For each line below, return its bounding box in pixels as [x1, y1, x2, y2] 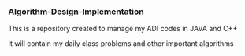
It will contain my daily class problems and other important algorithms [8, 39, 234, 48]
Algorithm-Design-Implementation [8, 6, 144, 17]
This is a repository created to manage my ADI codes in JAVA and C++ [8, 24, 238, 33]
